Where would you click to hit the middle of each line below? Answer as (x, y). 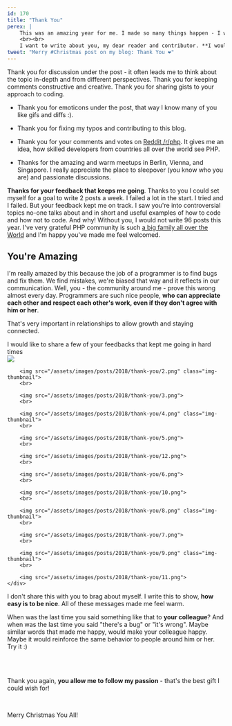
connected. (23, 330)
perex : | (20, 26)
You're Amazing (42, 257)
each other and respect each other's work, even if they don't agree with (112, 303)
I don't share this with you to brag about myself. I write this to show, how (110, 596)
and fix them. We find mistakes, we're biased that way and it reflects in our (113, 281)
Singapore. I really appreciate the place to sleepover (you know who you (120, 170)
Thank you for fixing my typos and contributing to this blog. (101, 128)
